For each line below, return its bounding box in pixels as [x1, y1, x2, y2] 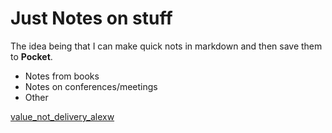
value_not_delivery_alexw [10, 110, 115, 122]
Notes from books [24, 70, 100, 82]
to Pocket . [10, 50, 53, 62]
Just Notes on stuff [10, 7, 173, 30]
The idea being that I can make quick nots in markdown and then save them [10, 40, 323, 52]
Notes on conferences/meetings [24, 80, 158, 92]
